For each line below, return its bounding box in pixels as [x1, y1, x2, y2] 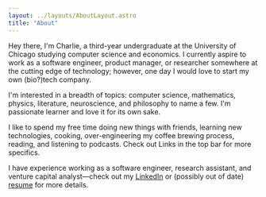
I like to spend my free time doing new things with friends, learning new [8, 122, 242, 132]
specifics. [8, 148, 40, 157]
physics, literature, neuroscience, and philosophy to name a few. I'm [8, 98, 231, 108]
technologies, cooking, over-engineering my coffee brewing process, [8, 130, 235, 140]
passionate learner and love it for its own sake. [8, 106, 161, 116]
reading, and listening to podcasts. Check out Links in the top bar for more [8, 139, 252, 149]
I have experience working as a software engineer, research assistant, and [8, 163, 252, 172]
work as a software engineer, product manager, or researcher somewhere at [8, 57, 258, 68]
